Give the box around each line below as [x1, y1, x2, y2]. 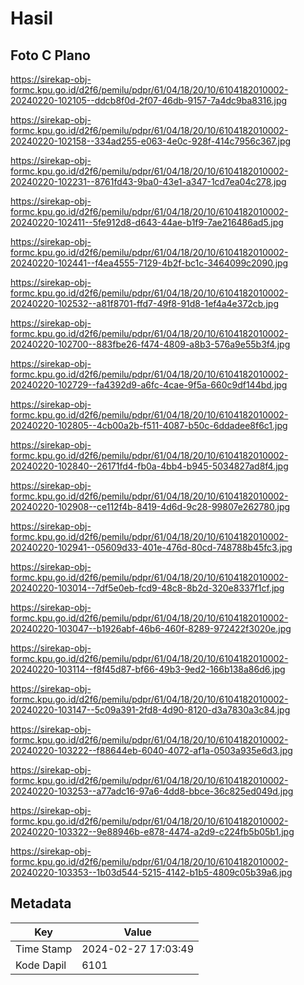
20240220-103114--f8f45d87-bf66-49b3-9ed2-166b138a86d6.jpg [10, 663, 286, 675]
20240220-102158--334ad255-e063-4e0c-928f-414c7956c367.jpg [10, 135, 292, 147]
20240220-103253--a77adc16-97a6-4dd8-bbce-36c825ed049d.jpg [10, 785, 294, 797]
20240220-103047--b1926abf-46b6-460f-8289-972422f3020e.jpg [10, 623, 292, 634]
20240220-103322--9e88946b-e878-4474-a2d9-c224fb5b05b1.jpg [10, 826, 295, 837]
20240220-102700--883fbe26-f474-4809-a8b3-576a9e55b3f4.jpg [10, 338, 291, 350]
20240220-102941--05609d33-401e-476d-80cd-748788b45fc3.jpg [10, 542, 293, 553]
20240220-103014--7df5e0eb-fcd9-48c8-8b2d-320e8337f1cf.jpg [10, 582, 285, 594]
